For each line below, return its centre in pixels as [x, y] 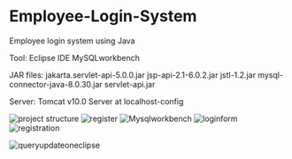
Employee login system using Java [72, 41]
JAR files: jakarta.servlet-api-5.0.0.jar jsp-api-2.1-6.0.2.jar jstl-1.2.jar [133, 75]
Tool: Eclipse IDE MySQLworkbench [74, 57]
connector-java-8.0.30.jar [56, 84]
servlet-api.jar [130, 84]
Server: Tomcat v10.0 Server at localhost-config [96, 101]
